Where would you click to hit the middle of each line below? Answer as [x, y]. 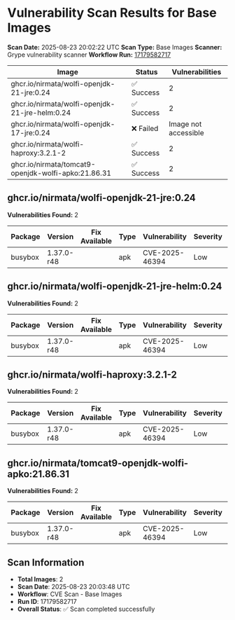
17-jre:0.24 [30, 132]
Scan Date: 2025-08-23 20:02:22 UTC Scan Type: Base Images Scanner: [115, 47]
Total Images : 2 [40, 579]
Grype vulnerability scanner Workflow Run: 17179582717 [89, 55]
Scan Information [46, 562]
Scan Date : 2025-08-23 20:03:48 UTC [74, 587]
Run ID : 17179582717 [47, 601]
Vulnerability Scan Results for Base [112, 13]
